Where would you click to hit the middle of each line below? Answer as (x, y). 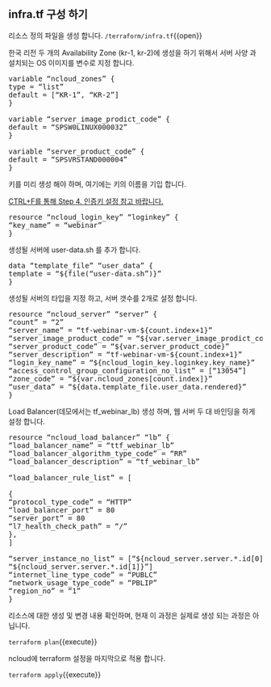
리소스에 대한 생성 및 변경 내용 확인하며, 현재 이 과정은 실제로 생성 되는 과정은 (130, 615)
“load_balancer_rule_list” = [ (70, 478)
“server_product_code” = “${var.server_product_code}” (119, 346)
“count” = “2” (36, 322)
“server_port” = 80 (47, 518)
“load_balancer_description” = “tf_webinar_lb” (104, 462)
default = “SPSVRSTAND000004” (68, 159)
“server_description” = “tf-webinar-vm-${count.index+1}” (125, 354)
